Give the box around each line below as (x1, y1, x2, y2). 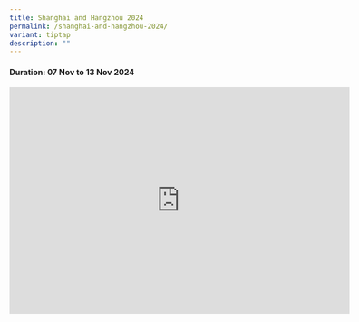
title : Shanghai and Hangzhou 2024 (9, 13, 144, 23)
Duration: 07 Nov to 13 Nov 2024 (9, 66, 135, 77)
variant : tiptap (9, 30, 71, 39)
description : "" (9, 38, 71, 48)
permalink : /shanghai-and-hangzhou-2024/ (9, 22, 169, 31)
